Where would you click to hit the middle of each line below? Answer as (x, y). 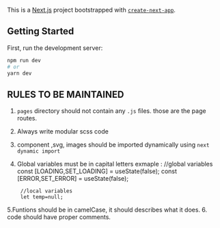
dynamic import (39, 151)
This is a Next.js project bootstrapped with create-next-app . (92, 10)
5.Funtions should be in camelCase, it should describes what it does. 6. (107, 210)
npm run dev (24, 60)
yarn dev (19, 73)
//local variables (46, 191)
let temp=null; (42, 197)
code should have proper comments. (59, 217)
